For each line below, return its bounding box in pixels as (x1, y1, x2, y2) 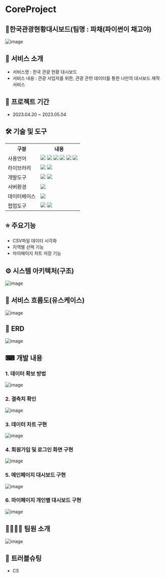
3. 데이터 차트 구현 (5, 421, 47, 428)
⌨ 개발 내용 (5, 354, 43, 362)
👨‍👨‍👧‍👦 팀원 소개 (5, 524, 50, 533)
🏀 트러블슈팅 (5, 554, 42, 563)
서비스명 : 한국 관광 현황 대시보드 (12, 69, 77, 75)
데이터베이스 (8, 193, 36, 200)
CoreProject (5, 4, 57, 15)
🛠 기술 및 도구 (5, 127, 47, 136)
